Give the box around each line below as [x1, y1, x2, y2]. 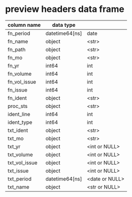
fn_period [7, 30, 30, 37]
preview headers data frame [5, 3, 125, 15]
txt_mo [7, 135, 24, 142]
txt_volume [7, 151, 33, 158]
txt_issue [7, 167, 29, 174]
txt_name [7, 183, 30, 190]
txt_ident [7, 127, 28, 134]
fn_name [7, 38, 28, 45]
